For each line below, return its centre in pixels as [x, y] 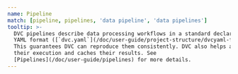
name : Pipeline [30, 14]
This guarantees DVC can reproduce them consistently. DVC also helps [120, 47]
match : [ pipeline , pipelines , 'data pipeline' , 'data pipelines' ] [107, 20]
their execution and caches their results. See [85, 54]
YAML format [32, 40]
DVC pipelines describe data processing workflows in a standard [112, 33]
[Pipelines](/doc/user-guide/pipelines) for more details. [103, 60]
